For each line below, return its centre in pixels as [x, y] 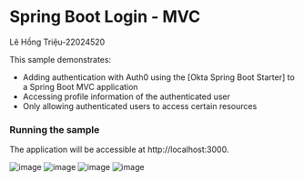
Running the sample [55, 129]
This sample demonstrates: [61, 59]
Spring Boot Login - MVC [105, 17]
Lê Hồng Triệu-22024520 [57, 42]
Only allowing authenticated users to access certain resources [140, 106]
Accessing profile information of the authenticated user [126, 96]
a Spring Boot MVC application [80, 86]
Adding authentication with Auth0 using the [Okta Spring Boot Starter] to [159, 77]
